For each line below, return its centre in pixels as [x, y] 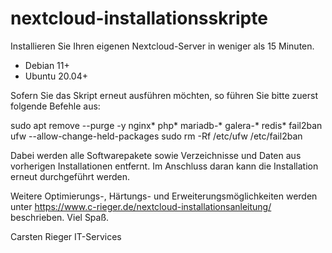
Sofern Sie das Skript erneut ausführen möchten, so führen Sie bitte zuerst [164, 95]
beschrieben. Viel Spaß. [60, 217]
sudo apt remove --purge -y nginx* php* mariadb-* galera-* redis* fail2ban [166, 125]
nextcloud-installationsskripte [139, 18]
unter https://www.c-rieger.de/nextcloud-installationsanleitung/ [141, 206]
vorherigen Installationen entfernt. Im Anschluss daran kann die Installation [164, 166]
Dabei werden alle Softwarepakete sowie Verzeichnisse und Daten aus [156, 155]
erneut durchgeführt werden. [70, 176]
